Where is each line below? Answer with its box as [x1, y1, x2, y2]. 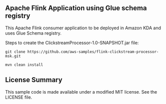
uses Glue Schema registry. [5, 30, 62, 36]
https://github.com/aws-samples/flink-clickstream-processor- [27, 49, 159, 54]
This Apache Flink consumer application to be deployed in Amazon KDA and [5, 25, 162, 31]
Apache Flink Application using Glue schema [5, 4, 147, 12]
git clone [5, 49, 26, 54]
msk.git [5, 53, 21, 58]
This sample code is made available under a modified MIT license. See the [5, 89, 158, 95]
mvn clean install [5, 62, 43, 67]
